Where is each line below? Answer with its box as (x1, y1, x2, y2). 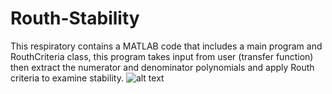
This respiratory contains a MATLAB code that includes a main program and (10, 40, 323, 52)
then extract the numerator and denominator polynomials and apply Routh (10, 61, 315, 73)
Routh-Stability (10, 7, 140, 30)
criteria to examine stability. (10, 72, 124, 84)
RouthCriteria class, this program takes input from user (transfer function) (10, 50, 314, 62)
